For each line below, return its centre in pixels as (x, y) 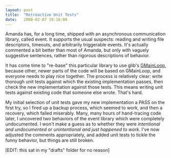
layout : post (19, 10)
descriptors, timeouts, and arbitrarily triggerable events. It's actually (77, 45)
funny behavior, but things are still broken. (50, 140)
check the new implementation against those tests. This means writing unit (84, 87)
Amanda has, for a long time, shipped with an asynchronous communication (85, 34)
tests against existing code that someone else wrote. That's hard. (74, 93)
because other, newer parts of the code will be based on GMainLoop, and (83, 71)
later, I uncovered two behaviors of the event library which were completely (85, 119)
